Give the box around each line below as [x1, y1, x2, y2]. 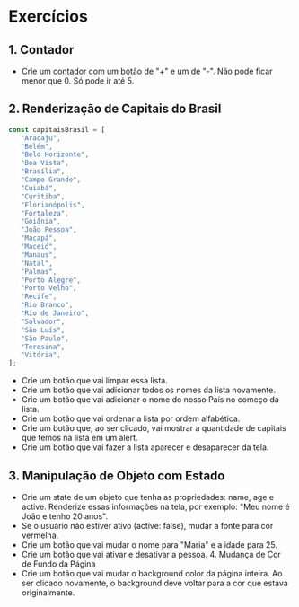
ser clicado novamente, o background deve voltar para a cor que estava [21, 577, 288, 588]
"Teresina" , [20, 342, 66, 351]
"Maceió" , [20, 242, 57, 251]
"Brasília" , [20, 167, 66, 176]
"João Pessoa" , [20, 225, 77, 234]
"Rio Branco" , [20, 301, 74, 310]
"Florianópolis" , [20, 200, 86, 209]
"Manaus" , [20, 250, 57, 260]
